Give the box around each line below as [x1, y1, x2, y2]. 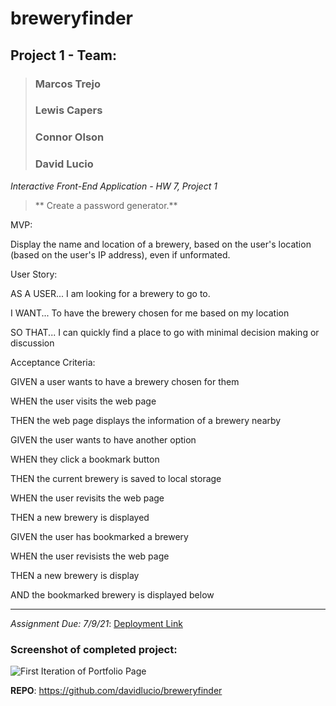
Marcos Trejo [34, 77, 101, 91]
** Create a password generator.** [34, 199, 178, 211]
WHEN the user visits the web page [10, 395, 157, 407]
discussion [10, 337, 55, 349]
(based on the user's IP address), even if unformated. [10, 248, 231, 261]
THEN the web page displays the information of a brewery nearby [10, 414, 282, 426]
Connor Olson [34, 130, 105, 144]
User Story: [10, 268, 58, 280]
